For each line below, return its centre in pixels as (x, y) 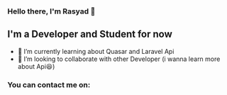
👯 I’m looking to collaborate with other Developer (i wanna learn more (119, 59)
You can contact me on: (49, 84)
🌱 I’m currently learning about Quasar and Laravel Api (96, 51)
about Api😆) (36, 66)
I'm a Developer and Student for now (90, 34)
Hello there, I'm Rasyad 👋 (51, 11)
